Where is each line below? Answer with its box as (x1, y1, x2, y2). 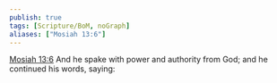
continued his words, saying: (9, 63, 116, 74)
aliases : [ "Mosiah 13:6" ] (9, 29, 106, 38)
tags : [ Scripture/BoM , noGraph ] (9, 21, 130, 30)
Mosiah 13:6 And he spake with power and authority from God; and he (9, 54, 269, 65)
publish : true (9, 12, 63, 22)
